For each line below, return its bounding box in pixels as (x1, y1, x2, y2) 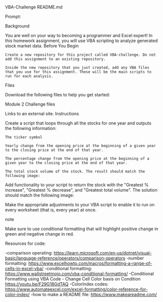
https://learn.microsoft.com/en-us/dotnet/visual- (53, 250, 152, 256)
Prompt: (5, 14, 21, 19)
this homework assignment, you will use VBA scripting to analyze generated (5, 38, 158, 43)
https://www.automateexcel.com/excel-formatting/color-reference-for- (5, 286, 148, 292)
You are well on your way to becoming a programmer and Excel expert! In (5, 33, 153, 38)
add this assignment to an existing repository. (5, 57, 106, 62)
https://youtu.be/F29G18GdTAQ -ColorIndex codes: (5, 281, 109, 287)
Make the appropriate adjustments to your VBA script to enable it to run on (5, 202, 155, 207)
